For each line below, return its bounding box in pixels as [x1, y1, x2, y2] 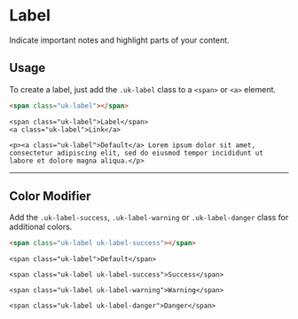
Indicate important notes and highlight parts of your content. [9, 35, 230, 45]
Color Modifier [9, 188, 91, 204]
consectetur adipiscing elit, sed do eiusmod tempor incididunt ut [9, 148, 264, 157]
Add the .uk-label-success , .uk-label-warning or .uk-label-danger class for [9, 212, 289, 223]
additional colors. [9, 221, 73, 232]
